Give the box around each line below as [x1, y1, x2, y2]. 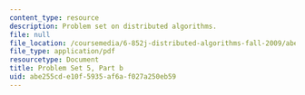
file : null [9, 30, 51, 39]
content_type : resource [9, 13, 100, 23]
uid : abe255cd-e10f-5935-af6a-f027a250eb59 [9, 72, 177, 81]
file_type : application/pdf [9, 47, 116, 56]
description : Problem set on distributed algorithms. [9, 22, 218, 31]
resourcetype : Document [9, 55, 100, 64]
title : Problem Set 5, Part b [9, 64, 124, 73]
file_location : [9, 38, 67, 48]
